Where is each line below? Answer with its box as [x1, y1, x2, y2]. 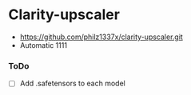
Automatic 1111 [19, 40, 68, 49]
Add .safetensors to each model [19, 78, 125, 89]
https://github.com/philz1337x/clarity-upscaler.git [19, 32, 184, 42]
